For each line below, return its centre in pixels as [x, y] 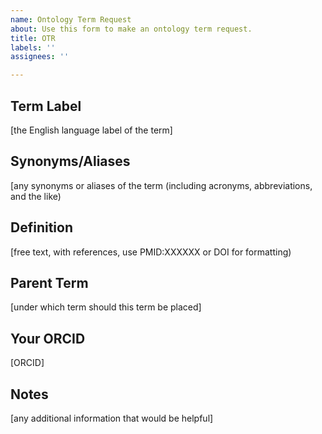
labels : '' [33, 47]
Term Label [46, 106]
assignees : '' [40, 57]
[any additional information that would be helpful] [112, 418]
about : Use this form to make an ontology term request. [131, 29]
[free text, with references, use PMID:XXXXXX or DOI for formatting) [151, 252]
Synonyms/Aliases [70, 161]
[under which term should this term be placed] [106, 307]
